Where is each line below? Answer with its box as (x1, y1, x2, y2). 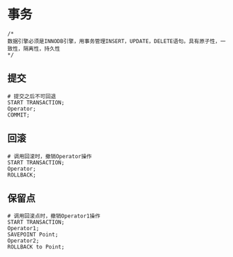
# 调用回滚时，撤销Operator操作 (7, 153, 92, 160)
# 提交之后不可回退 (7, 92, 57, 100)
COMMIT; (7, 111, 30, 119)
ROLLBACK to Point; (7, 244, 65, 251)
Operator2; (7, 237, 40, 244)
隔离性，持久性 (23, 45, 60, 52)
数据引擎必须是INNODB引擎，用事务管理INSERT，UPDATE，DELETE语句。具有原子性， (7, 37, 221, 44)
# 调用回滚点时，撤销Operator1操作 (7, 213, 101, 220)
